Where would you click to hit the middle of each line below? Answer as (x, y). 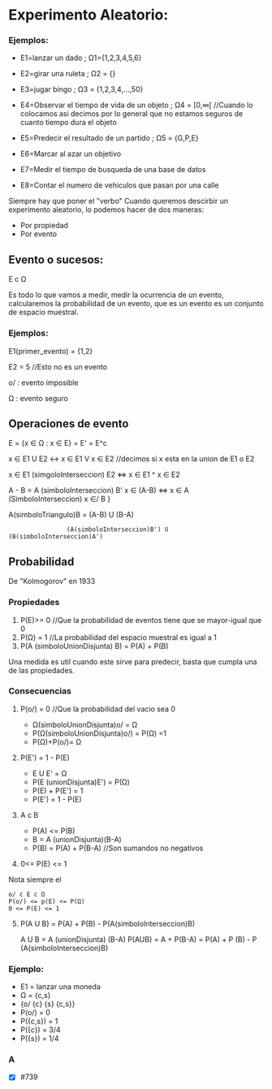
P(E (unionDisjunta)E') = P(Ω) (81, 782)
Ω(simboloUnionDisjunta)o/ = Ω (85, 724)
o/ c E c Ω (27, 894)
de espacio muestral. (43, 312)
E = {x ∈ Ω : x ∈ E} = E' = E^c (58, 443)
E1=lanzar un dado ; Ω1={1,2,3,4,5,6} (81, 58)
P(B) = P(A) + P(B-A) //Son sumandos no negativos (118, 848)
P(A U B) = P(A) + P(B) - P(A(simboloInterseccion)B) (108, 923)
